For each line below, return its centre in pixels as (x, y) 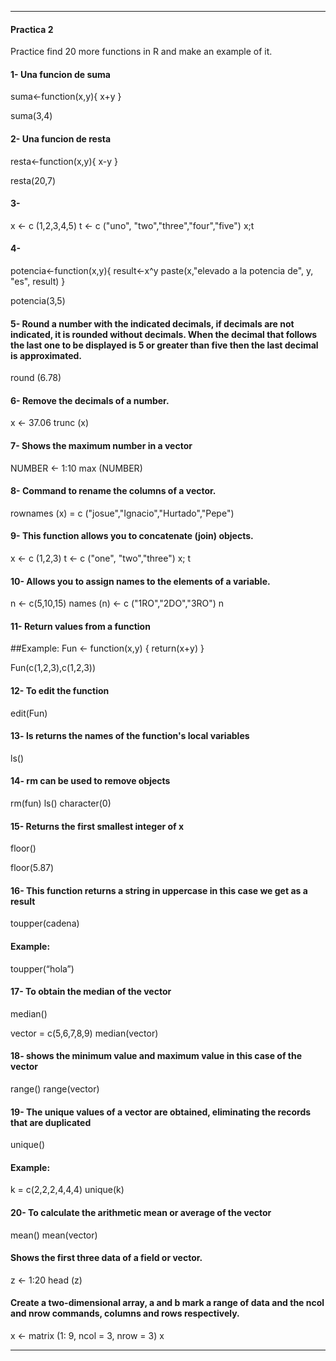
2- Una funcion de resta (61, 139)
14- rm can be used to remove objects (90, 781)
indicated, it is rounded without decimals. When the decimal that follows (164, 334)
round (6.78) (36, 378)
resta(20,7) (33, 180)
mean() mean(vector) (54, 1235)
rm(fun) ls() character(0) (61, 803)
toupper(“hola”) (42, 968)
